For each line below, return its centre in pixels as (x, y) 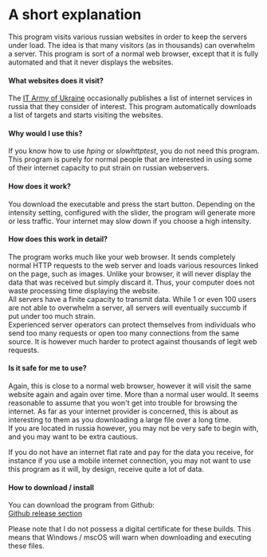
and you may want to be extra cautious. (73, 437)
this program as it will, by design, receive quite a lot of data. (106, 469)
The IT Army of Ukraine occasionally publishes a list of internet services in (130, 98)
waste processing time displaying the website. (84, 290)
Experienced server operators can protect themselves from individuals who (132, 324)
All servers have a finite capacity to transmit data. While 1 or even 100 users (132, 299)
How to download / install (51, 487)
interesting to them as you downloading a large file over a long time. (120, 419)
